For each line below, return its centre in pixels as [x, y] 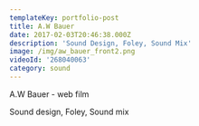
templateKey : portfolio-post [64, 18]
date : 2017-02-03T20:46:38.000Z [70, 34]
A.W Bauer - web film [49, 94]
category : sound [40, 69]
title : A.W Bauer [42, 26]
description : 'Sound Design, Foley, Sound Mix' [101, 43]
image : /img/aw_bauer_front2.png [72, 52]
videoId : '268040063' [50, 60]
